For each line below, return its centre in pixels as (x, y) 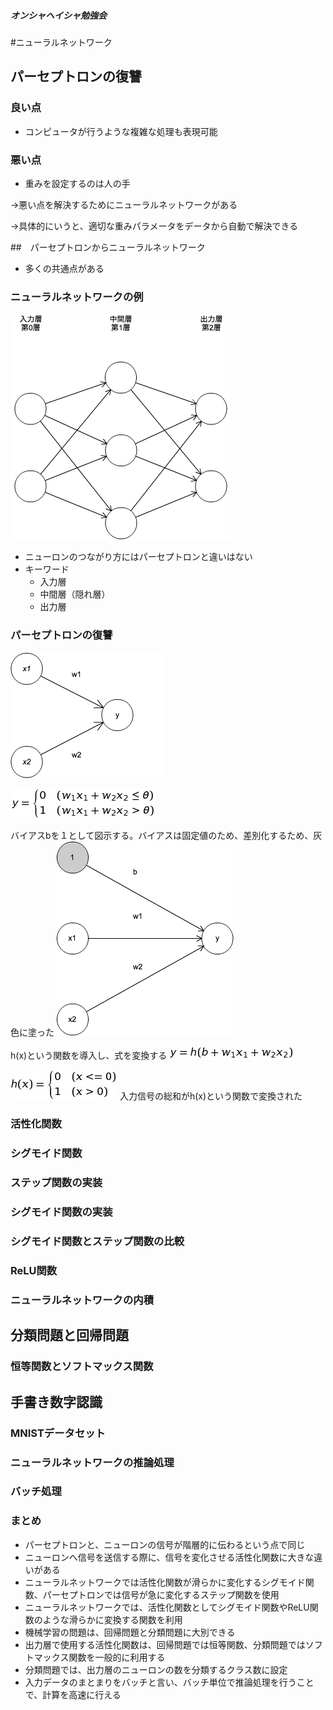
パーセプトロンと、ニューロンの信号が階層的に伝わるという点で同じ (165, 1544)
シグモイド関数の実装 (61, 1212)
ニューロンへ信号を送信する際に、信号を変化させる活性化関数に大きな (169, 1557)
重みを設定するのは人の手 (77, 183)
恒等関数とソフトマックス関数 (82, 1367)
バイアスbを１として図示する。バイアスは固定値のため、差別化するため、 (162, 835)
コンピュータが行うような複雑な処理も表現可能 (121, 131)
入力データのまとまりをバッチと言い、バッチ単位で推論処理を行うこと (169, 1682)
